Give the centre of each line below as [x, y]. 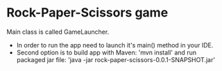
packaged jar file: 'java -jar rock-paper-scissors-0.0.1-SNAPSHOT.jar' [116, 59]
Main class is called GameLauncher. [58, 32]
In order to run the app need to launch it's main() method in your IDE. [115, 45]
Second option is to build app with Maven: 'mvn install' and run [106, 52]
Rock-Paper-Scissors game [87, 13]
